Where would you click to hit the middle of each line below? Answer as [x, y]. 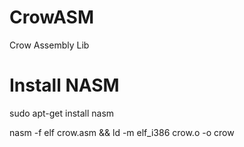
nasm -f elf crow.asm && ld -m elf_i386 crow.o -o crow [122, 132]
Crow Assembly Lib [49, 45]
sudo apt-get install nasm [62, 113]
